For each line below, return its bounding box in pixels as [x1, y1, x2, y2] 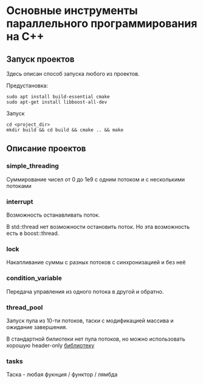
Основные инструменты [6, 4, 138, 18]
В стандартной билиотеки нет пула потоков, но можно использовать [6, 335, 185, 342]
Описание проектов [6, 143, 86, 154]
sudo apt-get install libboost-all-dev [6, 99, 108, 105]
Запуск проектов [6, 54, 75, 64]
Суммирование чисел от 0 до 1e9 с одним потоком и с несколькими [6, 175, 185, 183]
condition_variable [6, 274, 63, 283]
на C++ [6, 30, 44, 43]
